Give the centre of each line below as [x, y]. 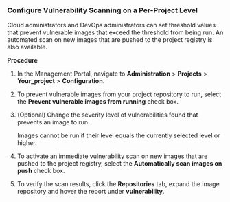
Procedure [22, 60]
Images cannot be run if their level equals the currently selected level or [119, 135]
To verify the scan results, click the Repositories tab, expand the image [118, 184]
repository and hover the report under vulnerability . [91, 192]
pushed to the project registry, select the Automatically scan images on [119, 164]
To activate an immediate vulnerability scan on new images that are [112, 156]
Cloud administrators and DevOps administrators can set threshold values [112, 25]
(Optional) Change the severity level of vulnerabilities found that [107, 115]
